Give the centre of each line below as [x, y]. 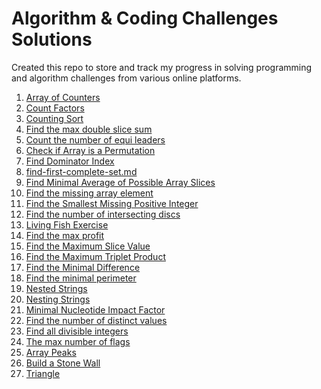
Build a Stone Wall [63, 363]
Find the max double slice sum [89, 129]
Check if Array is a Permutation [90, 150]
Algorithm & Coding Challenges [145, 18]
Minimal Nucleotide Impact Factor [95, 309]
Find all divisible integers [77, 331]
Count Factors [55, 108]
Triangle [43, 373]
